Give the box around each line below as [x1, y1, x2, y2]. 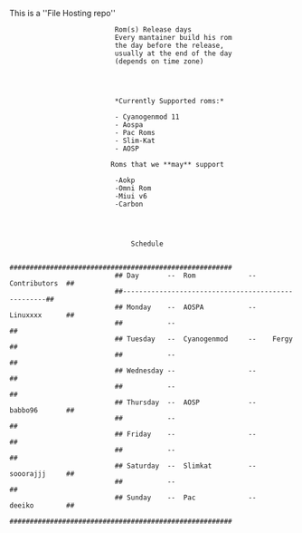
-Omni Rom [114, 184, 152, 193]
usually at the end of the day [114, 49, 232, 58]
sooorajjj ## [9, 470, 75, 479]
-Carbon [114, 199, 144, 208]
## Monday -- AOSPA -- [114, 303, 257, 312]
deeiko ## [9, 501, 75, 510]
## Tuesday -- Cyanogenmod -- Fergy [114, 334, 294, 344]
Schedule [130, 239, 165, 248]
